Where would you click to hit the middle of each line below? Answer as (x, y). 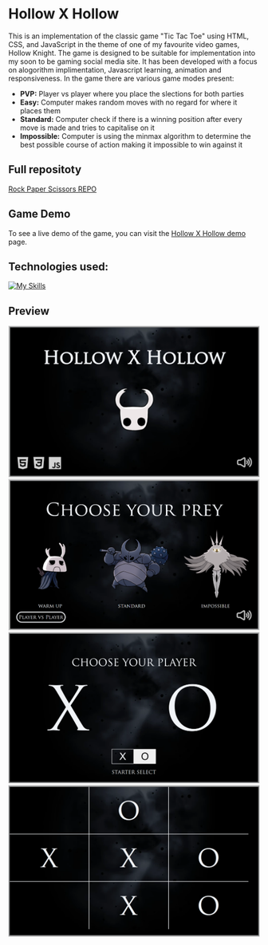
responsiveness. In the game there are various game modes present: (121, 78)
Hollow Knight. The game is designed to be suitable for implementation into (132, 53)
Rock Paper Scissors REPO (53, 189)
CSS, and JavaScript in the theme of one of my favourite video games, (124, 44)
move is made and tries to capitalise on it (87, 128)
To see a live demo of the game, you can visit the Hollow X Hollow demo (127, 233)
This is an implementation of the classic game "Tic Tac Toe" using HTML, (129, 36)
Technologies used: (59, 267)
